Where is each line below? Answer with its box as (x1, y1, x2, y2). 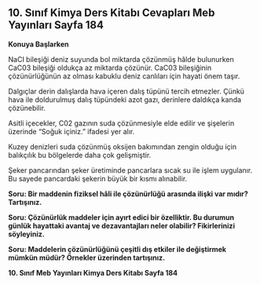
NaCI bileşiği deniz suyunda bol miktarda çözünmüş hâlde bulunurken (8, 54, 234, 64)
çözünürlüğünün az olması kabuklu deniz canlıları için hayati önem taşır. (8, 71, 240, 81)
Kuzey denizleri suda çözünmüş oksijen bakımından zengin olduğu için (8, 141, 237, 152)
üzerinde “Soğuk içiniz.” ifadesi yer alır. (8, 126, 135, 136)
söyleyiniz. (8, 229, 45, 239)
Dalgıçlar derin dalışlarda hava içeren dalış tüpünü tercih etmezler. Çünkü (8, 86, 245, 96)
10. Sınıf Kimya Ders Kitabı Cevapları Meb (8, 6, 215, 20)
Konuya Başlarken (8, 39, 69, 49)
